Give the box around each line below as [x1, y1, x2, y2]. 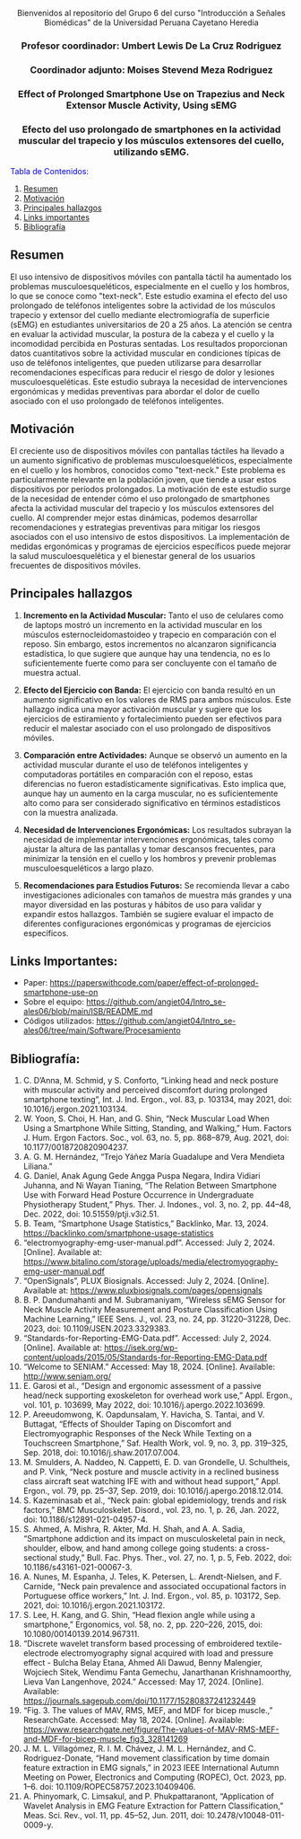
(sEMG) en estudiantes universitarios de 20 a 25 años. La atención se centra [10, 319, 293, 330]
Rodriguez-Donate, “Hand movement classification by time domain [22, 1753, 270, 1764]
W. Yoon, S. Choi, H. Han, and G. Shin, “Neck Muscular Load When [22, 1113, 270, 1124]
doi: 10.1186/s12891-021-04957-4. [22, 1514, 149, 1525]
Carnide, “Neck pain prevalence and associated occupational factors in [22, 1581, 287, 1592]
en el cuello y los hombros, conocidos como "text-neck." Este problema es [10, 464, 286, 475]
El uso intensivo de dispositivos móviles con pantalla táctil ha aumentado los [10, 271, 292, 282]
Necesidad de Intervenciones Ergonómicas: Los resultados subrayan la [22, 824, 292, 835]
